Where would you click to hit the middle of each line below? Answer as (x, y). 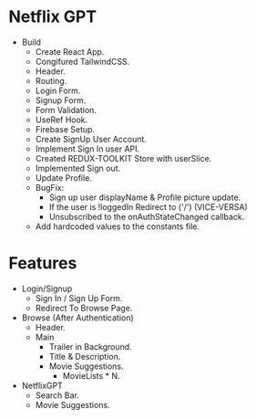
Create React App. (70, 51)
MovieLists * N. (91, 375)
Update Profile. (64, 178)
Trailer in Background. (91, 346)
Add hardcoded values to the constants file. (118, 226)
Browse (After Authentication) (77, 318)
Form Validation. (66, 110)
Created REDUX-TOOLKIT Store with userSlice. (123, 158)
